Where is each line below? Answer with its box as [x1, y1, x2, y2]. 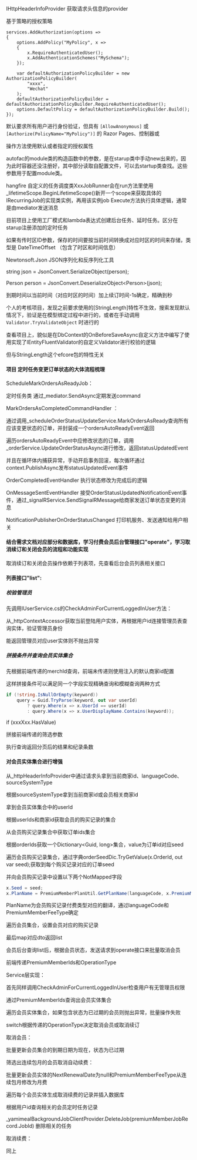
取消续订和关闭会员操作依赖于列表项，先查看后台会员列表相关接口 [6, 560, 165, 567]
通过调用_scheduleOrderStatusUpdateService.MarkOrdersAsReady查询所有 [6, 417, 189, 424]
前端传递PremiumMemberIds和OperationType [6, 959, 117, 966]
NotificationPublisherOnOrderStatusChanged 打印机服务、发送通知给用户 [6, 517, 184, 524]
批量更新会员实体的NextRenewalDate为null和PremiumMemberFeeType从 [6, 1071, 182, 1078]
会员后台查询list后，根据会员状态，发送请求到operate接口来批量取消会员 [6, 947, 181, 954]
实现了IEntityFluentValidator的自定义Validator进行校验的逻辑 [11, 338, 157, 346]
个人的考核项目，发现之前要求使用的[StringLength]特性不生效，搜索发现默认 [6, 304, 191, 311]
